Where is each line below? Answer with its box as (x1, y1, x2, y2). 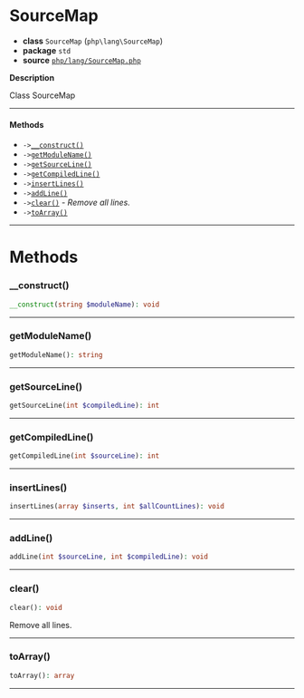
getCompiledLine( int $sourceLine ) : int (9, 451, 160, 460)
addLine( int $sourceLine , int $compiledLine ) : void (9, 552, 208, 562)
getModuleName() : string (9, 350, 103, 359)
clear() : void (9, 603, 63, 612)
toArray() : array (9, 671, 75, 680)
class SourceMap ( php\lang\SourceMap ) (22, 35, 164, 46)
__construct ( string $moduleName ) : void (9, 300, 160, 309)
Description (9, 72, 55, 82)
